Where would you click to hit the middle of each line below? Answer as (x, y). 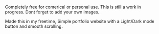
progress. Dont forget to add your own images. (52, 12)
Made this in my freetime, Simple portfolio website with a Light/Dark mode (80, 21)
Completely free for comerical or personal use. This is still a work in (73, 7)
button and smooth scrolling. (34, 26)
